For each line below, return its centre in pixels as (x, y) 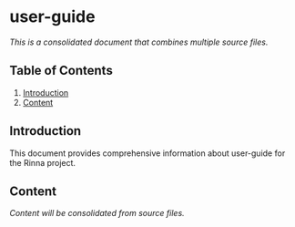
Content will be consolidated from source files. (97, 213)
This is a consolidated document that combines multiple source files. (139, 42)
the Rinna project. (42, 162)
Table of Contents (61, 71)
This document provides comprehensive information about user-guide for (147, 153)
